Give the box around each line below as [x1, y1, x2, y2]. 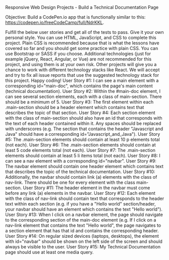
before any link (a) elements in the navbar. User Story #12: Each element [5, 190, 155, 196]
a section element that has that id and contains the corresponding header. [5, 228, 159, 234]
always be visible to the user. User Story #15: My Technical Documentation [5, 244, 160, 249]
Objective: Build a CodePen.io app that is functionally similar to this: [5, 14, 146, 20]
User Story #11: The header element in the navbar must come [23, 185, 150, 191]
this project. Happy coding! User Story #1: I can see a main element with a [5, 78, 159, 83]
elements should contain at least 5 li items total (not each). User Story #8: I [5, 152, 160, 159]
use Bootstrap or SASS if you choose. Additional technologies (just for [5, 50, 151, 57]
